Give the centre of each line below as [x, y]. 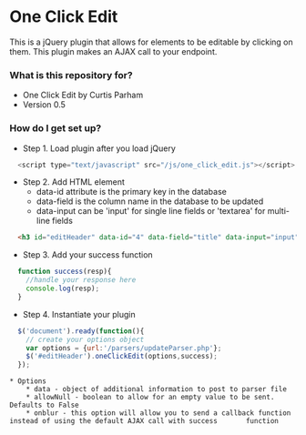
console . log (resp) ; [63, 288]
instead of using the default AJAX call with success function [144, 421]
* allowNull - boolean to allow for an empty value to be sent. [150, 398]
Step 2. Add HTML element [74, 182]
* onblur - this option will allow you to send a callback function [158, 413]
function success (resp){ [65, 272]
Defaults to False [44, 405]
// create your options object [85, 339]
